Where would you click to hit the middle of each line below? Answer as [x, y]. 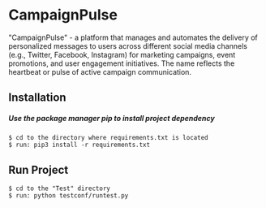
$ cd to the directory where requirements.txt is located [108, 138]
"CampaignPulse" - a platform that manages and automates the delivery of [133, 37]
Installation [37, 98]
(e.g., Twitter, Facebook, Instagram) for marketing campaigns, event [122, 54]
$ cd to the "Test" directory [60, 188]
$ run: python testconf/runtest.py [69, 196]
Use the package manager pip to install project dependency [112, 118]
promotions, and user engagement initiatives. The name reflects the [122, 63]
